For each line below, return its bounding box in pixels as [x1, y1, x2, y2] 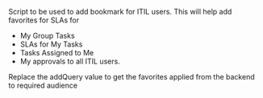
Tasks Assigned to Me [19, 48, 94, 57]
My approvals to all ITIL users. [19, 56, 121, 66]
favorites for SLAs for [8, 15, 80, 25]
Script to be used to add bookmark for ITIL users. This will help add [8, 7, 232, 16]
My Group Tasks [19, 31, 75, 40]
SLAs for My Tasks [19, 39, 83, 49]
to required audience [8, 80, 78, 90]
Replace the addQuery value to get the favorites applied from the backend [8, 72, 256, 81]
